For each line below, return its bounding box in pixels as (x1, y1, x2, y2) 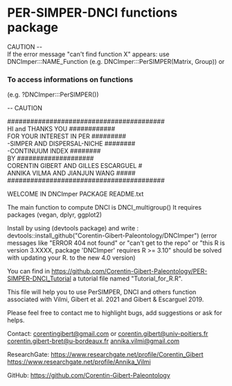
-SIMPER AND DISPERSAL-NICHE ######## (7, 140, 136, 148)
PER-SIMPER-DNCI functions (7, 5, 178, 21)
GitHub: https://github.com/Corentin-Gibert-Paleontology (7, 371, 171, 380)
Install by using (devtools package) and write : (7, 224, 139, 233)
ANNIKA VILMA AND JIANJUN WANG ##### (7, 169, 136, 178)
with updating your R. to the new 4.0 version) (7, 253, 136, 262)
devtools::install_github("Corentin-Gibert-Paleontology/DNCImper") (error (7, 231, 217, 240)
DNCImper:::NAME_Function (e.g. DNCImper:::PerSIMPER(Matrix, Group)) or (7, 57, 225, 65)
